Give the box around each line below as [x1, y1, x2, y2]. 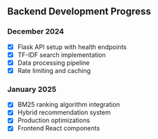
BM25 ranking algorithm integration [17, 100, 121, 109]
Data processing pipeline [17, 58, 90, 67]
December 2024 [7, 27, 65, 37]
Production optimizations [17, 116, 90, 125]
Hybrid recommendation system [17, 108, 111, 117]
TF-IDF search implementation [17, 51, 107, 59]
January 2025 [7, 84, 57, 94]
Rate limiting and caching [17, 66, 91, 74]
